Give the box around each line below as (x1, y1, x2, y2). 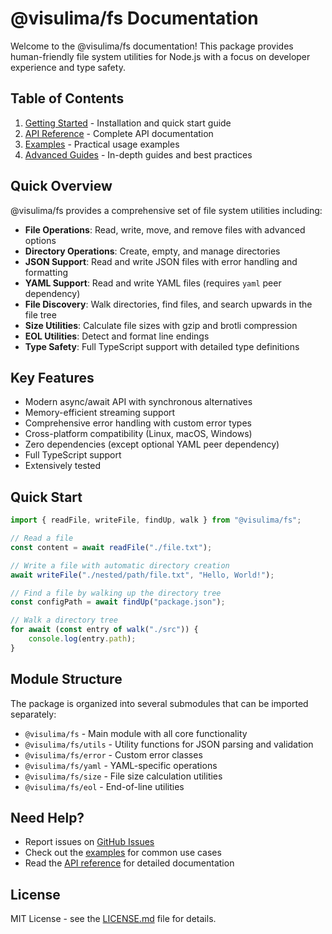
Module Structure (10, 671, 123, 688)
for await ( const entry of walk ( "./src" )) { (10, 625, 199, 635)
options (24, 234, 57, 246)
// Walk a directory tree (10, 615, 118, 626)
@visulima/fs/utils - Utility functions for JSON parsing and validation (24, 738, 314, 750)
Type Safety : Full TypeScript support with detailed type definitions (24, 340, 300, 352)
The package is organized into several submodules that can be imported (10, 697, 309, 709)
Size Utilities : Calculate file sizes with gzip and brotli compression (24, 319, 298, 331)
